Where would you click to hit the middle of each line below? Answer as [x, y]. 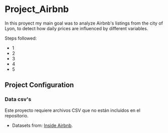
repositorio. [17, 115]
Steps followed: [21, 38]
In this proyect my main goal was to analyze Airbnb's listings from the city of [84, 23]
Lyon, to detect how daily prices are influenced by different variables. [76, 28]
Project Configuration [39, 85]
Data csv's [18, 99]
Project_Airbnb [37, 9]
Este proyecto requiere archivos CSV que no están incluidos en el [72, 110]
